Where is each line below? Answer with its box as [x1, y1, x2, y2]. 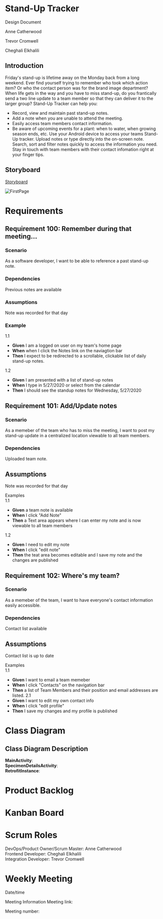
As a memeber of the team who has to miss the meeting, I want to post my [5, 427, 155, 433]
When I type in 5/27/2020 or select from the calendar [12, 382, 121, 388]
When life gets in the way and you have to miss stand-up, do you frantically [5, 90, 157, 96]
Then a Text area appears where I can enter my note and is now [12, 517, 142, 523]
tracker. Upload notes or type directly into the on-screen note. [19, 136, 144, 142]
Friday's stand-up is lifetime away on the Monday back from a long [5, 74, 140, 81]
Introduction [5, 62, 44, 70]
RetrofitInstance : [5, 768, 41, 773]
